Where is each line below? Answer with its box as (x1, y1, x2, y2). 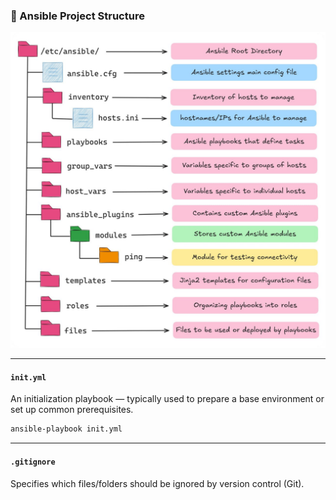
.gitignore (10, 457, 56, 467)
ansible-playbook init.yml (10, 424, 123, 434)
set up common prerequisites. (10, 404, 134, 416)
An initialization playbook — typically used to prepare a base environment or (10, 393, 325, 405)
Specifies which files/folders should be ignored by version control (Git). (10, 477, 305, 489)
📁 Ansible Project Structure (10, 9, 145, 23)
